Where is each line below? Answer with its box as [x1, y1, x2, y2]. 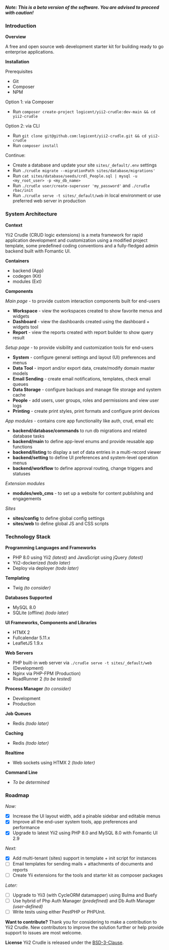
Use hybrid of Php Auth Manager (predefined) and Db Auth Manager [12, 897, 155, 903]
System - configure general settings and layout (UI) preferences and [12, 354, 155, 360]
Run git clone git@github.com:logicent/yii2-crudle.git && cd [12, 133, 147, 139]
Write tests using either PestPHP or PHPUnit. [12, 909, 106, 915]
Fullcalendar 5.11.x [12, 634, 50, 640]
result [12, 334, 25, 340]
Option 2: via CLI [5, 123, 40, 129]
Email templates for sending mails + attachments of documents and [12, 861, 153, 867]
